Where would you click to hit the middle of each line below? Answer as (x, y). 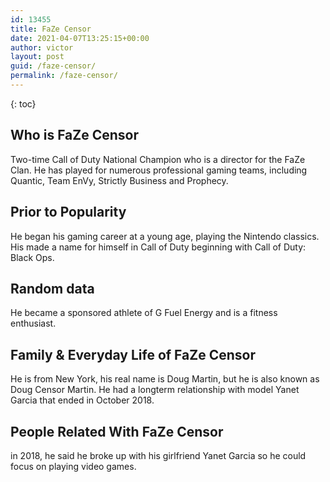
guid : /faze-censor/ (53, 66)
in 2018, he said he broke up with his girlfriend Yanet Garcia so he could (158, 455)
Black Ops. (32, 257)
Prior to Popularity (68, 212)
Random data (52, 288)
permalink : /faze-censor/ (64, 76)
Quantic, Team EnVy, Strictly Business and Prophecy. (119, 180)
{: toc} (23, 103)
